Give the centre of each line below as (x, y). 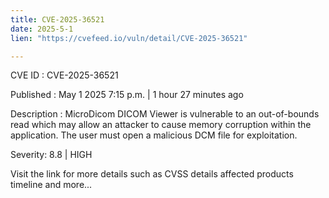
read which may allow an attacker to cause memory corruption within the (161, 125)
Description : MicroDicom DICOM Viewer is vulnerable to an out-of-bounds (165, 114)
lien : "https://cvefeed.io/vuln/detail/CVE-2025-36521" (129, 38)
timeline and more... (51, 185)
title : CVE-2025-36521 (57, 19)
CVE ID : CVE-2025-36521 (64, 75)
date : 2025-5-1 (42, 29)
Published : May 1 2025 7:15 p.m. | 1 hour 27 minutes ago (127, 95)
